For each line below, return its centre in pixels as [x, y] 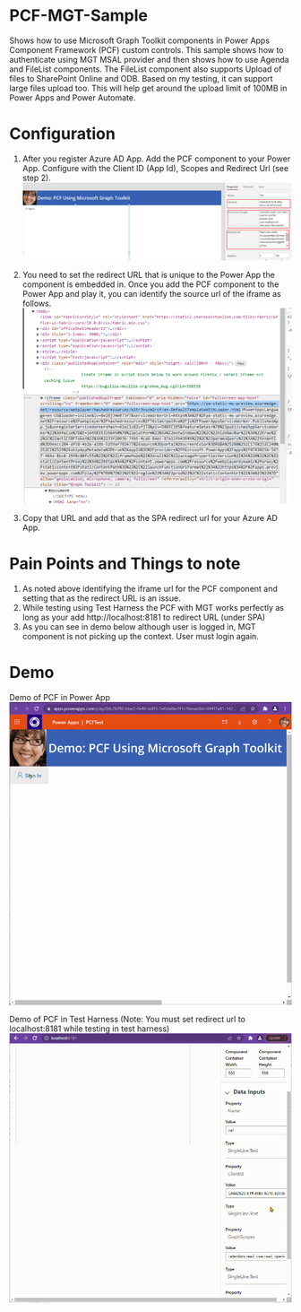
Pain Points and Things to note [125, 564]
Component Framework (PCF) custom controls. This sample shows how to [146, 49]
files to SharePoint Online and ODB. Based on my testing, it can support [141, 78]
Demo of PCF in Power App [60, 698]
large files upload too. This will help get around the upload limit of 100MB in [148, 88]
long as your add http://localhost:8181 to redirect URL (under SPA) [144, 617]
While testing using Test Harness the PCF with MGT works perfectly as [153, 608]
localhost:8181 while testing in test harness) [90, 1029]
